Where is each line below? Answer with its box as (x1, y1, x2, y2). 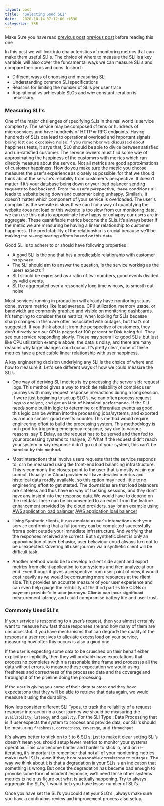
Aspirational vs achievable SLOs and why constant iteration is (12, 90, 137, 95)
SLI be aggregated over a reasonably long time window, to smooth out (12, 283, 154, 289)
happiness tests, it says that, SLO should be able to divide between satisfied (5, 144, 159, 150)
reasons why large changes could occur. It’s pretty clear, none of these (5, 344, 148, 350)
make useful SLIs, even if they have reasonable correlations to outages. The (5, 755, 158, 760)
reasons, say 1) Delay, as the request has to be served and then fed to (12, 431, 153, 437)
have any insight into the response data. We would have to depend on (12, 493, 153, 498)
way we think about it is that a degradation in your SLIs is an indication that (5, 760, 156, 766)
